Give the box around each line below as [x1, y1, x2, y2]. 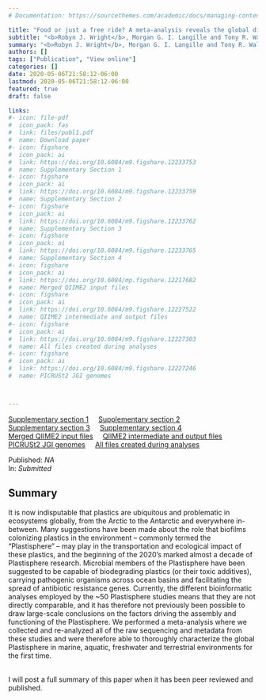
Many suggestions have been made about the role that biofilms [40, 524, 247, 534]
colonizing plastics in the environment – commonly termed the [8, 533, 211, 542]
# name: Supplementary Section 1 [8, 166, 123, 174]
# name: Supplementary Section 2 [8, 195, 123, 203]
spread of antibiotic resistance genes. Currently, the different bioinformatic [8, 583, 253, 593]
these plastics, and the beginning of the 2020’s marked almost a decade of [8, 549, 253, 559]
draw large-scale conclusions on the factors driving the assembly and [8, 608, 237, 618]
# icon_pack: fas [8, 121, 69, 129]
